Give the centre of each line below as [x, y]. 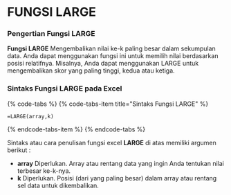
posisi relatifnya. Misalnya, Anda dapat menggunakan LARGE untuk [103, 64]
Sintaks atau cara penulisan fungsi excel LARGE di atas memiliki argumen [112, 142]
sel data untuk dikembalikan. [58, 185]
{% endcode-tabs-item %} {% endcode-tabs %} [76, 129]
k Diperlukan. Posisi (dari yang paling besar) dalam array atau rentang [117, 178]
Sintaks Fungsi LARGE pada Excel [65, 89]
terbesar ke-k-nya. [44, 171]
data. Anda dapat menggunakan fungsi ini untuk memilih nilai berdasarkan [113, 56]
